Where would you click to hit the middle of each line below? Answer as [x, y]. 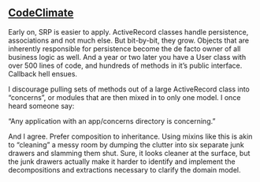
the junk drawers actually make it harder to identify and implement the [122, 162]
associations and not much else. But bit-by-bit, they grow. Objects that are [129, 40]
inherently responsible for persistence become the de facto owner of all [124, 48]
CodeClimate [41, 13]
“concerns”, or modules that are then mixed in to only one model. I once [124, 97]
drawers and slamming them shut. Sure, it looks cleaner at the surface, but [129, 153]
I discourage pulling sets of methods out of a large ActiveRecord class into [129, 89]
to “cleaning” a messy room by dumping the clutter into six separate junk [126, 144]
